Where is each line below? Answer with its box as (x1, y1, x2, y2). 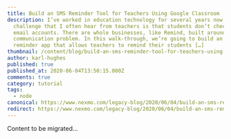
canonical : (7, 99, 38, 106)
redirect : (7, 105, 36, 112)
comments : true (7, 73, 51, 81)
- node (13, 93, 32, 100)
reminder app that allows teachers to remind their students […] (13, 42, 205, 49)
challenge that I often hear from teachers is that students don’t (13, 23, 211, 29)
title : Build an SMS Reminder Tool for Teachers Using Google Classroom (7, 10, 220, 17)
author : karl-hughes (7, 55, 67, 62)
